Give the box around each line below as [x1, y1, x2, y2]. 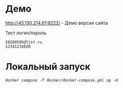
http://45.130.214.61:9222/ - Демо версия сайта [5, 20, 108, 26]
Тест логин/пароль [5, 30, 47, 36]
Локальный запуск [5, 61, 91, 73]
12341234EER [5, 44, 31, 49]
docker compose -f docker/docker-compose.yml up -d [5, 77, 118, 83]
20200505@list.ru [5, 39, 43, 45]
